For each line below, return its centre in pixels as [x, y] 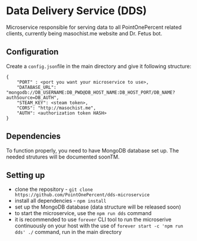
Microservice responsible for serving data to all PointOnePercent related [94, 27]
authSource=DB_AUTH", [33, 98]
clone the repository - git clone [54, 189]
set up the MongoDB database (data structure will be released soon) [98, 207]
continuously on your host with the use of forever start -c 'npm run [99, 226]
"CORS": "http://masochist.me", [56, 108]
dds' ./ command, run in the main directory [68, 232]
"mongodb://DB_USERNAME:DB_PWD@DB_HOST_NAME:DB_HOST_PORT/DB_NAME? [91, 93]
